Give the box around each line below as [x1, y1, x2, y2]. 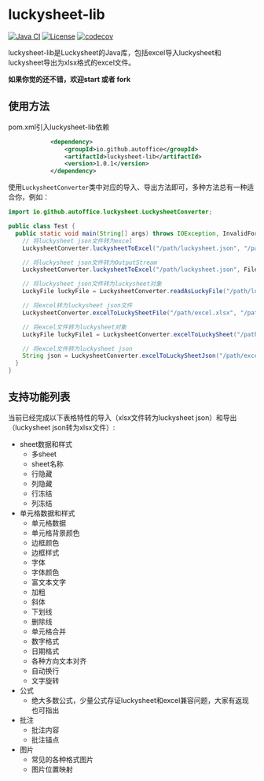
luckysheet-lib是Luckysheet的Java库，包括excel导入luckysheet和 [8, 47, 222, 57]
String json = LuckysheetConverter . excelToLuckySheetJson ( [22, 352, 220, 360]
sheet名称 [31, 459, 64, 468]
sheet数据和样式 [19, 439, 73, 448]
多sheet [31, 449, 57, 459]
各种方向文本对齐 [31, 656, 87, 665]
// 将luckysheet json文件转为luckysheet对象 [22, 280, 163, 288]
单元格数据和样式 [19, 508, 75, 518]
